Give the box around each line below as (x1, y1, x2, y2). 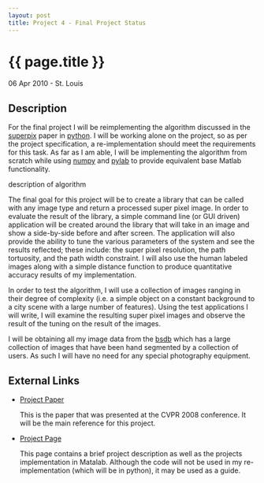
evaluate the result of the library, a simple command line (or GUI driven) (8, 212, 240, 221)
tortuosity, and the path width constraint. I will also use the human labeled (8, 254, 248, 263)
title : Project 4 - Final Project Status (8, 19, 147, 27)
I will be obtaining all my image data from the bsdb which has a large (8, 334, 231, 344)
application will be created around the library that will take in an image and (8, 220, 250, 229)
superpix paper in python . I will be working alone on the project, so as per (8, 131, 247, 140)
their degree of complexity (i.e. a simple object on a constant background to (8, 294, 255, 303)
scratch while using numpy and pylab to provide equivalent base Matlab (8, 156, 242, 165)
